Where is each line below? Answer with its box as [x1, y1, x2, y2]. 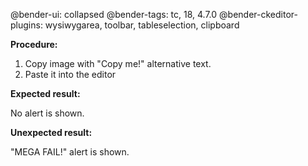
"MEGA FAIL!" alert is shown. [10, 146, 130, 158]
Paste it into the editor [24, 69, 117, 80]
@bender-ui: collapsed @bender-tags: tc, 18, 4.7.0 [10, 9, 218, 20]
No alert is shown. [10, 107, 85, 119]
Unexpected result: [10, 127, 93, 138]
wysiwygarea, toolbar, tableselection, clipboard [44, 19, 240, 31]
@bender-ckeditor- [219, 9, 298, 20]
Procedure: [10, 39, 58, 50]
